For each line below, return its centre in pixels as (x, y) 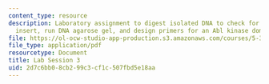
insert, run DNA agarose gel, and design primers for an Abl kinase (132, 30)
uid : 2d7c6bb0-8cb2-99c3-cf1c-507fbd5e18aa (82, 68)
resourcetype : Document (48, 53)
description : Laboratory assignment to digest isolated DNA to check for (134, 23)
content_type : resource (48, 16)
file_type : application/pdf (55, 46)
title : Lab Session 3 (44, 61)
